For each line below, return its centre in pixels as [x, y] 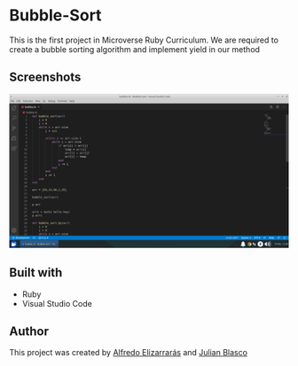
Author [29, 332]
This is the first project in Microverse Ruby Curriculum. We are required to [144, 40]
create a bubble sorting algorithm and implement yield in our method [134, 49]
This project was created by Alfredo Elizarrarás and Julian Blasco [129, 353]
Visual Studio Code [57, 303]
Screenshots [45, 78]
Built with [36, 273]
